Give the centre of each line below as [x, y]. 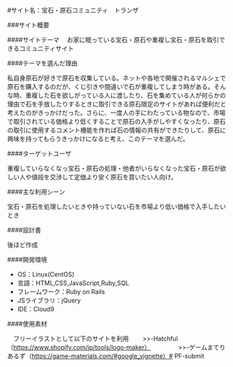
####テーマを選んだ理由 [42, 63]
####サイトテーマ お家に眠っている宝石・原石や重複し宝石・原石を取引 [113, 40]
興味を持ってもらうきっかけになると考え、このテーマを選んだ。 [98, 139]
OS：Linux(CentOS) [46, 274]
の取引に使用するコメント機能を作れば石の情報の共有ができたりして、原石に [116, 130]
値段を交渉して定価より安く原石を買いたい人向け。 [104, 177]
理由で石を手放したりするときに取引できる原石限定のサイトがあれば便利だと [117, 104]
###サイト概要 [29, 25]
